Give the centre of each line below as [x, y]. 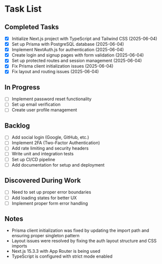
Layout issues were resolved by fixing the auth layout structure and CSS [84, 241]
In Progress [22, 87]
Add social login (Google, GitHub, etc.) [50, 137]
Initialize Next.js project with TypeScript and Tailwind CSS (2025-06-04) [84, 38]
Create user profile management [44, 110]
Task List [23, 9]
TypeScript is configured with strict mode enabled [62, 256]
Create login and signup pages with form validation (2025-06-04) [78, 55]
